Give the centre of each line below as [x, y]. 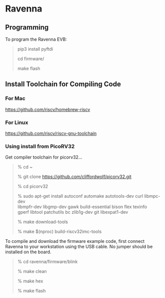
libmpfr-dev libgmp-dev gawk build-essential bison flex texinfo [82, 207]
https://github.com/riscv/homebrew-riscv [48, 109]
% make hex [30, 281]
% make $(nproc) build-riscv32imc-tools [59, 232]
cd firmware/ [31, 59]
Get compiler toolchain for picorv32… [44, 157]
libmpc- [152, 196]
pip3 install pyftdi [35, 49]
